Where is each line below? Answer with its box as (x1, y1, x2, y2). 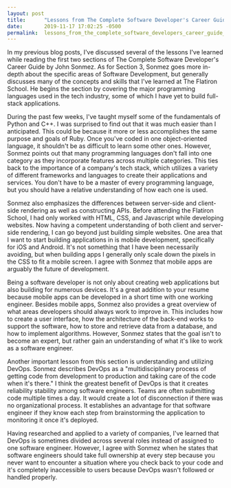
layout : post (7, 10, 45, 17)
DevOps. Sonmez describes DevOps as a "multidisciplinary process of (7, 365, 207, 373)
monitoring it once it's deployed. (7, 416, 99, 424)
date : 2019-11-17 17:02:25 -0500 (7, 23, 122, 30)
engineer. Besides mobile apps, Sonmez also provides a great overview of (7, 300, 217, 308)
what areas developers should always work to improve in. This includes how (7, 308, 223, 316)
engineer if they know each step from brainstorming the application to (7, 409, 206, 417)
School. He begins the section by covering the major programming (7, 85, 196, 93)
